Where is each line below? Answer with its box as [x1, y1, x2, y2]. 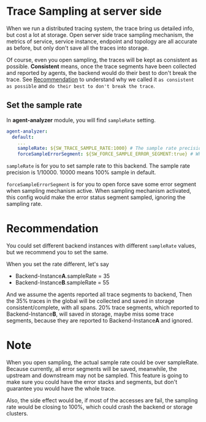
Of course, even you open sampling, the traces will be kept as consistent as [6, 56, 198, 63]
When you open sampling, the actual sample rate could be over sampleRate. [6, 359, 199, 366]
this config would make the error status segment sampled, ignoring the [6, 193, 186, 201]
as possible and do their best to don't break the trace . [6, 82, 155, 90]
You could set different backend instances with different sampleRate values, [6, 242, 197, 249]
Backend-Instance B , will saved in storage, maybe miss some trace [6, 310, 174, 318]
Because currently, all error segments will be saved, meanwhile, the [6, 365, 178, 372]
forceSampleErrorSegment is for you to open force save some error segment [6, 181, 196, 188]
